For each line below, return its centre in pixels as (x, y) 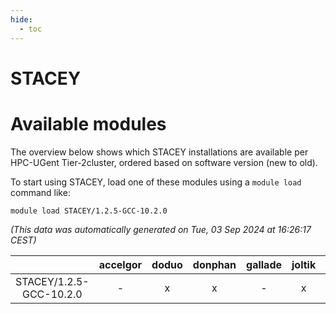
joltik (304, 264)
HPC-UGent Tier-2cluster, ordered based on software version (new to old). (164, 162)
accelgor (120, 264)
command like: (40, 192)
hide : (21, 19)
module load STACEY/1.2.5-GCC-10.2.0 (89, 211)
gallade (264, 264)
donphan (214, 264)
